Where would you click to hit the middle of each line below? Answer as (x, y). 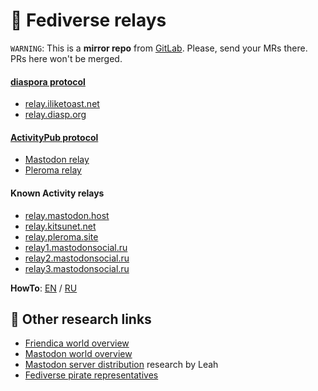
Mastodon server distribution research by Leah (121, 365)
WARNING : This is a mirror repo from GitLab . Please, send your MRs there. (159, 48)
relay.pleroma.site (61, 236)
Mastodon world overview (78, 354)
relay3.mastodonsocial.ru (77, 268)
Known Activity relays (57, 193)
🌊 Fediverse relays (88, 20)
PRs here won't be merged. (66, 58)
